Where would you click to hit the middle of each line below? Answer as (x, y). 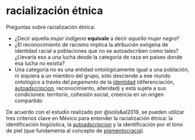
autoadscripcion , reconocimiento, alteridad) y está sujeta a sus (90, 88)
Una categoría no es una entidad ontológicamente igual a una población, (102, 69)
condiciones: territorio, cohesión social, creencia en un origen (89, 94)
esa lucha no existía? (40, 63)
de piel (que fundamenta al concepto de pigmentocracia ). (75, 131)
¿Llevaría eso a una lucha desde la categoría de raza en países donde (98, 57)
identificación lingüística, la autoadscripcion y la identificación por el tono (95, 124)
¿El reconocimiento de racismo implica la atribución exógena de (91, 45)
